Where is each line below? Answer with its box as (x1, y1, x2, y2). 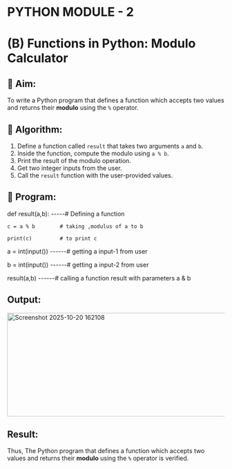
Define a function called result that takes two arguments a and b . (17, 142, 204, 150)
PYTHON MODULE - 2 (7, 4, 135, 20)
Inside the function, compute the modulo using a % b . (17, 149, 169, 157)
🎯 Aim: (7, 77, 37, 90)
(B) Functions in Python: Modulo (7, 36, 196, 52)
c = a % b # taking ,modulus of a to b (7, 222, 144, 230)
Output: (7, 294, 41, 306)
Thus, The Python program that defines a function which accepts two (7, 447, 205, 455)
